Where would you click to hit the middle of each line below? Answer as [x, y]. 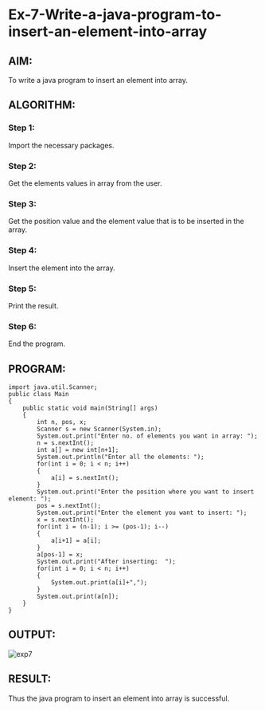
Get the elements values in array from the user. [85, 183]
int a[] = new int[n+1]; [78, 450]
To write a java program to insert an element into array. [98, 80]
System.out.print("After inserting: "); [107, 561]
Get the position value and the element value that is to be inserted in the [126, 222]
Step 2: [23, 166]
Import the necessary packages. [61, 145]
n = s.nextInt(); [65, 443]
